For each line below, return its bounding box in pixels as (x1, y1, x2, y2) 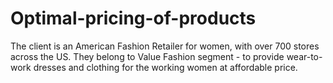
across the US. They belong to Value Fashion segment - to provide (10, 50, 285, 62)
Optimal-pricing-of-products (10, 7, 257, 30)
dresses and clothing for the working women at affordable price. (33, 61, 298, 73)
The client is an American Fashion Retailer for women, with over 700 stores (10, 40, 320, 52)
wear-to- (286, 50, 323, 62)
